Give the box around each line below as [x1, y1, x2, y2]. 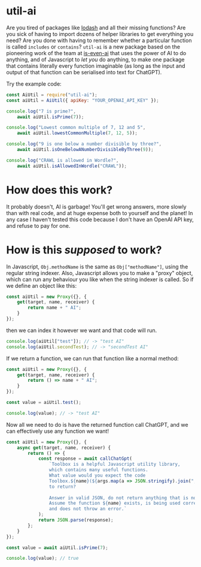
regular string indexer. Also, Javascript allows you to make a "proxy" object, [6, 269, 193, 276]
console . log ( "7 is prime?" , [6, 108, 77, 114]
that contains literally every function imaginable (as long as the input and [6, 62, 185, 70]
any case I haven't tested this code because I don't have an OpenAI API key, [6, 216, 194, 223]
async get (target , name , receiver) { [17, 445, 111, 451]
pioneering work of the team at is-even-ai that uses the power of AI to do [6, 49, 187, 56]
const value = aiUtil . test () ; [6, 400, 82, 406]
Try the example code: [6, 80, 62, 88]
